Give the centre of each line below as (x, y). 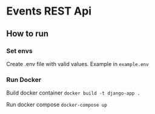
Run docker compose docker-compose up (57, 105)
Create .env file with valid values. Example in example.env (78, 64)
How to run (28, 34)
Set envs (19, 51)
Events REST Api (49, 11)
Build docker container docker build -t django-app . (73, 93)
